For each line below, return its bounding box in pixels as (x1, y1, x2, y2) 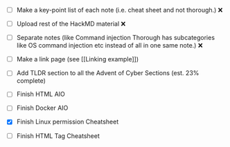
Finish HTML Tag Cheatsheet (16, 131, 100, 140)
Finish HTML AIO (16, 90, 65, 99)
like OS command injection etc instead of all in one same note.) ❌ (16, 41, 203, 50)
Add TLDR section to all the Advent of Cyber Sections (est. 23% (16, 69, 200, 77)
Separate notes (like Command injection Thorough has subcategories (16, 34, 215, 42)
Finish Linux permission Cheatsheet (16, 117, 119, 126)
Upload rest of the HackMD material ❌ (16, 20, 126, 28)
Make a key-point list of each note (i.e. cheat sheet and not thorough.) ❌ (16, 6, 223, 14)
